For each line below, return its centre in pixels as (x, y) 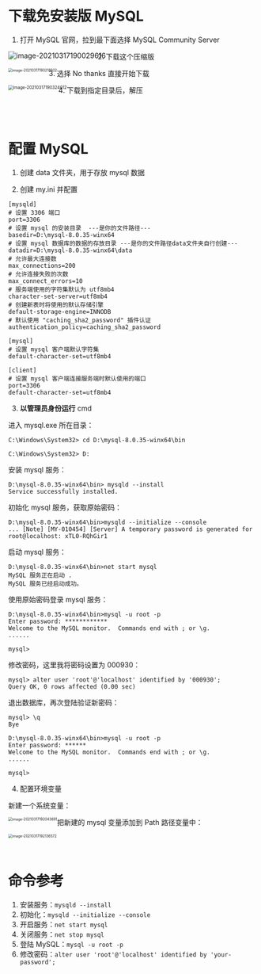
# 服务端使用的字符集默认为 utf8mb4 (61, 289)
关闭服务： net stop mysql (62, 934)
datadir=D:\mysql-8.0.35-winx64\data (70, 250)
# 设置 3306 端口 (34, 212)
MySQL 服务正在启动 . (40, 575)
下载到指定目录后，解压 (105, 90)
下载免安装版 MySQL (76, 16)
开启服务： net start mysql (64, 924)
